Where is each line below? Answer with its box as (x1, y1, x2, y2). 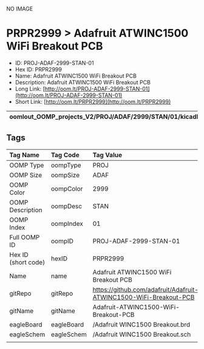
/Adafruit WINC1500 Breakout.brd (92, 320, 191, 328)
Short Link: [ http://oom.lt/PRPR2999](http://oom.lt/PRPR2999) (15, 98, 171, 105)
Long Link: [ (15, 85, 46, 92)
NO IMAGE (6, 5, 33, 12)
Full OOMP (9, 233, 40, 242)
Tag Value (92, 151, 123, 159)
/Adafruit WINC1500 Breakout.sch (92, 330, 191, 339)
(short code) (9, 258, 46, 266)
